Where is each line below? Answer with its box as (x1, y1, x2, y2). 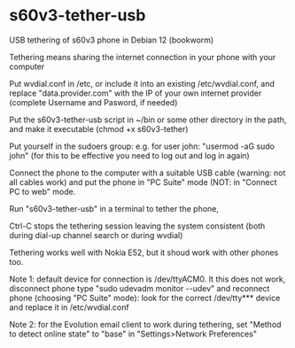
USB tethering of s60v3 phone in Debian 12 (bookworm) (9, 35, 214, 45)
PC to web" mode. (9, 186, 76, 197)
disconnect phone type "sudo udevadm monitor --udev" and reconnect (9, 282, 270, 293)
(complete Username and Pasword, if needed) (9, 97, 178, 107)
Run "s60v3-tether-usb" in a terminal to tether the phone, (9, 203, 220, 213)
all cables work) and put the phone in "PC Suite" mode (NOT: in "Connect (9, 176, 277, 187)
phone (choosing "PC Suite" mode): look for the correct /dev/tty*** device (9, 292, 281, 303)
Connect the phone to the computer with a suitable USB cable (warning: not (9, 167, 286, 178)
